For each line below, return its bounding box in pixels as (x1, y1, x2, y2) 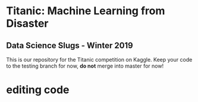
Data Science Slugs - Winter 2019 (6, 40, 134, 50)
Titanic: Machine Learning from (6, 4, 165, 18)
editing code (6, 83, 70, 97)
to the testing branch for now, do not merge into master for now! (6, 62, 164, 69)
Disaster (6, 17, 49, 30)
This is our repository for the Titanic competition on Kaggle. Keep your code (6, 56, 193, 63)
